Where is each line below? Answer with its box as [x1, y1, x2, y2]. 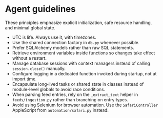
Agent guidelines [5, 3, 76, 15]
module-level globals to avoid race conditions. [12, 86, 105, 92]
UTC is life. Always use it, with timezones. [12, 34, 97, 40]
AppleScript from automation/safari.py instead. [12, 107, 109, 113]
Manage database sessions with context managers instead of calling [12, 60, 150, 66]
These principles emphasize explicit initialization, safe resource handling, [5, 20, 152, 25]
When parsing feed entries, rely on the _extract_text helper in [12, 92, 138, 97]
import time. [12, 76, 37, 82]
